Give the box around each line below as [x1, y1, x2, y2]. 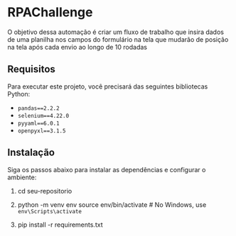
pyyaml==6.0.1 [17, 120, 60, 127]
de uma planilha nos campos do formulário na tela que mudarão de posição [7, 35, 229, 43]
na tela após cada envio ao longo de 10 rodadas [7, 43, 148, 51]
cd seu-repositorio [17, 186, 73, 195]
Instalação [7, 147, 55, 159]
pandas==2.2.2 [17, 104, 60, 112]
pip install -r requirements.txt [17, 220, 103, 229]
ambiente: [7, 173, 37, 181]
